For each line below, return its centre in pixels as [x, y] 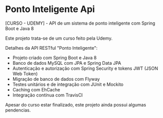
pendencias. [18, 110]
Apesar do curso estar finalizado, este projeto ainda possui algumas [76, 104]
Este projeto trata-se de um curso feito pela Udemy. [59, 38]
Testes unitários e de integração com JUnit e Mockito [68, 84]
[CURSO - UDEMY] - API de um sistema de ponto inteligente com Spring [80, 23]
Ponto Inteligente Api [50, 9]
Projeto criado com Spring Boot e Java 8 [55, 57]
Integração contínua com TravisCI [48, 95]
